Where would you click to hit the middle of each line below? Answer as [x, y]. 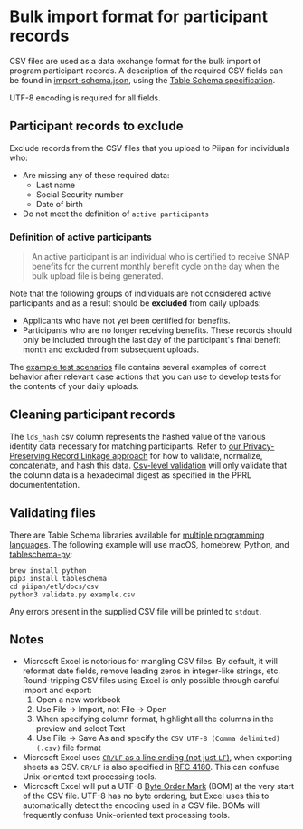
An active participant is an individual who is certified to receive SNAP [160, 257]
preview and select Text [80, 729]
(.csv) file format [68, 748]
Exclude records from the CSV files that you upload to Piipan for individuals [150, 148]
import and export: [57, 691]
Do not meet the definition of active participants [116, 214]
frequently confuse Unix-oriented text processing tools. [126, 815]
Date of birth [59, 204]
